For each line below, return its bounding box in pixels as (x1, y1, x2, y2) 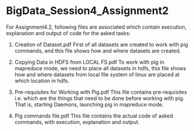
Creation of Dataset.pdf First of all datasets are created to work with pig (14, 41, 189, 48)
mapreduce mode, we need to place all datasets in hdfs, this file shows (14, 64, 186, 71)
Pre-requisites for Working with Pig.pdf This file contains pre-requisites (14, 88, 188, 95)
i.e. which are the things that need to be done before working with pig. (14, 95, 185, 102)
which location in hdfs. (14, 77, 70, 84)
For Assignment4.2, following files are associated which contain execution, (6, 23, 187, 30)
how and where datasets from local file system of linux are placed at (14, 71, 180, 78)
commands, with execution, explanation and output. (14, 118, 140, 125)
